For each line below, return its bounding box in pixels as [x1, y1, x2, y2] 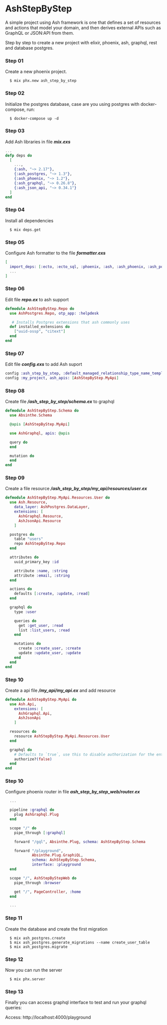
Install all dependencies [5, 217, 54, 224]
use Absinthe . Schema [9, 413, 52, 418]
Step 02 [5, 90, 25, 97]
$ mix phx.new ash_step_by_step [9, 78, 77, 84]
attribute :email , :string [14, 573, 70, 578]
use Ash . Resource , [9, 500, 48, 505]
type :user [14, 609, 37, 614]
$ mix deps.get [9, 227, 41, 232]
